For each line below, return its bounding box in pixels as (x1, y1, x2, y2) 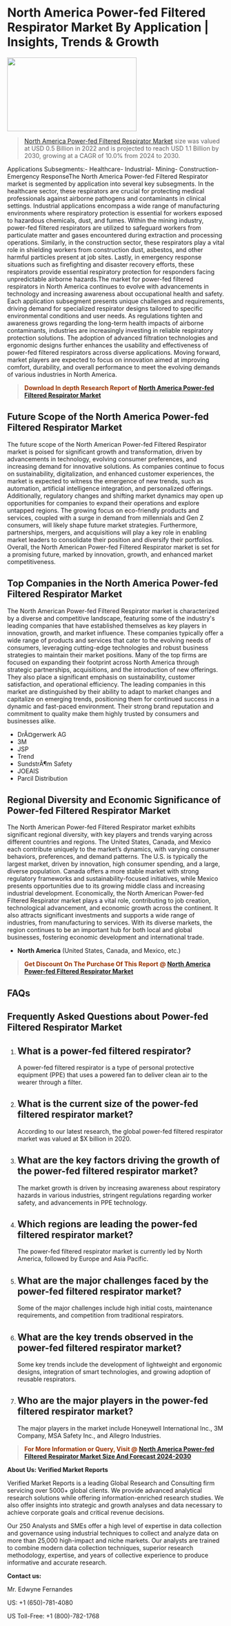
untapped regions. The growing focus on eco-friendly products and (7, 506, 199, 514)
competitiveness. (7, 557, 57, 565)
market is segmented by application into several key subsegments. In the (7, 180, 214, 188)
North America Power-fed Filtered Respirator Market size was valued (23, 137, 221, 145)
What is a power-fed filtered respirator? (17, 1045, 192, 1057)
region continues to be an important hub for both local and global (7, 926, 192, 934)
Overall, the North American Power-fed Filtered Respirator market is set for (7, 543, 220, 551)
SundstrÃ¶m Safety (17, 759, 72, 768)
